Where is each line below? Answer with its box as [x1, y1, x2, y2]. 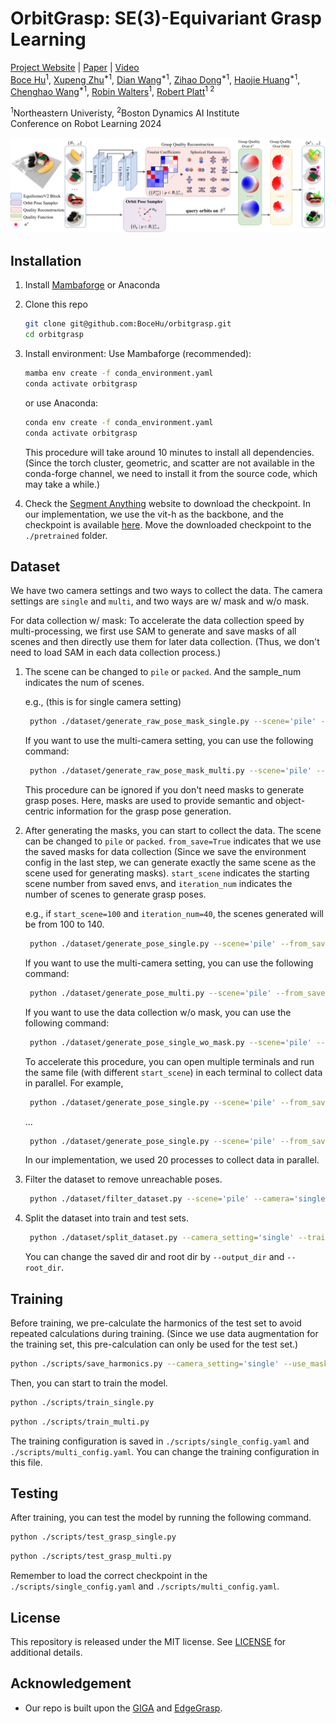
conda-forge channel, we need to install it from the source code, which [24, 467, 318, 479]
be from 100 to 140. [24, 918, 105, 931]
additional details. [10, 1647, 83, 1659]
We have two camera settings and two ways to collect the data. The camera [10, 585, 323, 597]
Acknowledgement [10, 1675, 132, 1692]
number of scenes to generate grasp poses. [24, 888, 207, 901]
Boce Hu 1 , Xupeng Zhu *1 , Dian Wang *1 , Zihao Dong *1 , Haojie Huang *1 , [10, 72, 301, 86]
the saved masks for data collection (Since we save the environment [24, 846, 307, 858]
